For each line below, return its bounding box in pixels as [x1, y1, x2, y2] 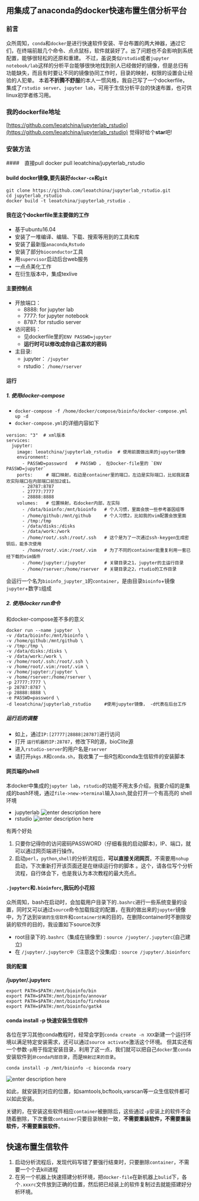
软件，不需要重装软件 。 [6, 1123, 63, 1130]
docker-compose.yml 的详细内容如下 [14, 420, 99, 427]
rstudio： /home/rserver [23, 363, 82, 370]
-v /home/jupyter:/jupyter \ [6, 669, 78, 675]
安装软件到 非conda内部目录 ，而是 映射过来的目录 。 [6, 1053, 120, 1060]
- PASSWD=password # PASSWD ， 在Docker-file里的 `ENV [21, 460, 162, 467]
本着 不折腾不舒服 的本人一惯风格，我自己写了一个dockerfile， [38, 77, 188, 84]
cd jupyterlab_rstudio [6, 193, 62, 199]
